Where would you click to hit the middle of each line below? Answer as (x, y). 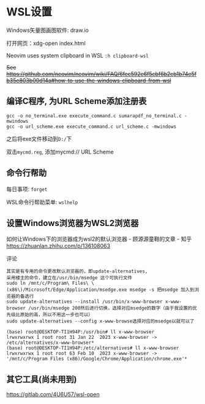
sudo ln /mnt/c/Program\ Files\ (47, 283)
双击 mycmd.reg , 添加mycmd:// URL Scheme (60, 152)
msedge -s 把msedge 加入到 (162, 290)
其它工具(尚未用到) (42, 379)
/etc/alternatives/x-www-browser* (50, 343)
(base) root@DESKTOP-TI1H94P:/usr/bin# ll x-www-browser (80, 332)
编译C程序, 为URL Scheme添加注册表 (76, 101)
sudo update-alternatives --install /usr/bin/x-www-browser (85, 302)
